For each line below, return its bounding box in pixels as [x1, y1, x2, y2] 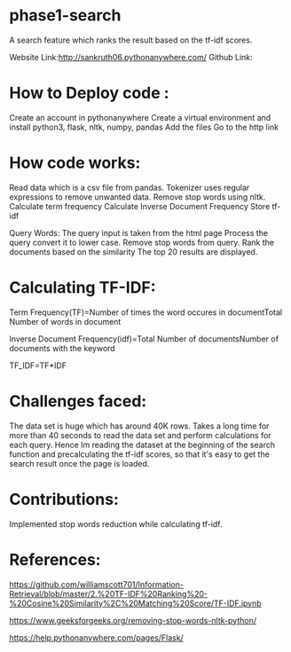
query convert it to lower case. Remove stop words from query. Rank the [9, 237, 275, 247]
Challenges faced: [9, 391, 147, 411]
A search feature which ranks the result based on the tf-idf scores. [9, 35, 253, 45]
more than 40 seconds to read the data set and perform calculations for [9, 429, 272, 440]
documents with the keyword [9, 342, 115, 353]
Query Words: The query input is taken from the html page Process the [9, 227, 269, 238]
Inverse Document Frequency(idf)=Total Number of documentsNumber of [9, 334, 279, 344]
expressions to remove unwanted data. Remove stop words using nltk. [9, 192, 266, 202]
